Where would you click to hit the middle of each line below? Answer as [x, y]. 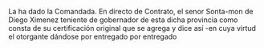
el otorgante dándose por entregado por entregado [93, 36]
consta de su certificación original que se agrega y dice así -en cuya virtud [132, 28]
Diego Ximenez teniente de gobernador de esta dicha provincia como [123, 20]
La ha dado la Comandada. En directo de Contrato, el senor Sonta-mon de [131, 11]
